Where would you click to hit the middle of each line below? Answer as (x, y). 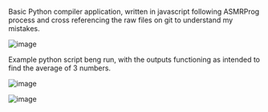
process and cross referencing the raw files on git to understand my (121, 20)
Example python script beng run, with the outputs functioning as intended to (134, 60)
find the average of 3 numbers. (59, 68)
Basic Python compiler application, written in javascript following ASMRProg (134, 12)
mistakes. (24, 28)
